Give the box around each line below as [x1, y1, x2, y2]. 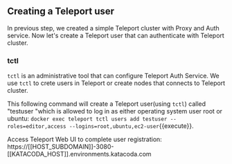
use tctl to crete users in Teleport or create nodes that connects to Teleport [7, 79, 226, 87]
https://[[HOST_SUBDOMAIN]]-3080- [7, 143, 114, 151]
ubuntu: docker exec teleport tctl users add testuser [7, 114, 168, 123]
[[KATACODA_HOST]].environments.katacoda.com [7, 150, 152, 158]
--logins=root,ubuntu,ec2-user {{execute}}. [69, 122, 194, 130]
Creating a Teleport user [7, 6, 115, 17]
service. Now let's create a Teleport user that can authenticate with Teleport [7, 31, 225, 39]
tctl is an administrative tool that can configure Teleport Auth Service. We [7, 72, 220, 80]
